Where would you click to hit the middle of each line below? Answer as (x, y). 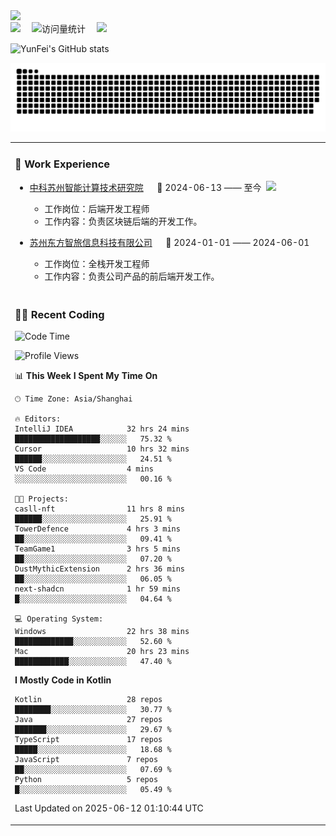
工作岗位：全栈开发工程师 (97, 263)
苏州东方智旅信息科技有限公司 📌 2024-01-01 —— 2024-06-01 (169, 242)
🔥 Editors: (38, 419)
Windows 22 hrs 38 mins (102, 632)
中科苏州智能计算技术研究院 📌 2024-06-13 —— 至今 (145, 187)
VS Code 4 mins (84, 469)
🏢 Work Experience (62, 164)
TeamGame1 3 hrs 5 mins (97, 549)
